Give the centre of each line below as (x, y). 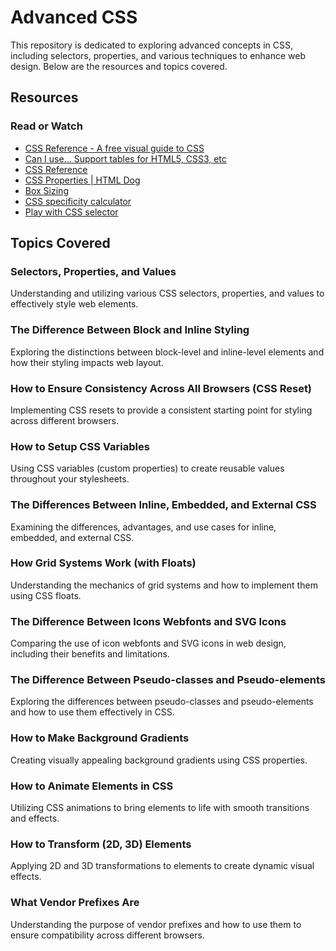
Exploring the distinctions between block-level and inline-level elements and (167, 352)
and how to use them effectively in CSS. (92, 712)
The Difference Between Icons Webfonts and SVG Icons (148, 621)
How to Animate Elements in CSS (92, 786)
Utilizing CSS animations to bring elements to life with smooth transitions (160, 807)
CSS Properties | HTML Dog (82, 180)
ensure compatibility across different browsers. (107, 935)
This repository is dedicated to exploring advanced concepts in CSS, (151, 45)
